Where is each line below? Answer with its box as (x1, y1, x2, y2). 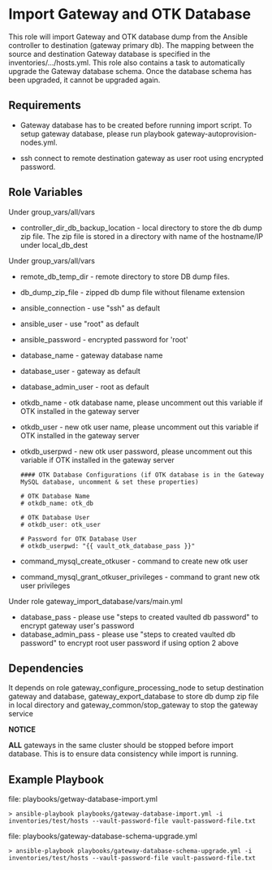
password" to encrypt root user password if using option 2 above (19, 637, 240, 647)
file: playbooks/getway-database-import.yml (8, 794, 158, 804)
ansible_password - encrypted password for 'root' (19, 334, 188, 344)
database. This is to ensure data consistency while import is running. (8, 749, 239, 759)
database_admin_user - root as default (19, 381, 149, 391)
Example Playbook (8, 772, 104, 786)
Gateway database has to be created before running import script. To (19, 120, 253, 130)
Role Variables (8, 185, 83, 199)
